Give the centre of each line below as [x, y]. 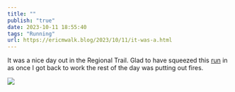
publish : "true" [31, 21]
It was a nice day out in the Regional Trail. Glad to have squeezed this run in [117, 60]
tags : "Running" [31, 34]
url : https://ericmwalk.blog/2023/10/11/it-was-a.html [90, 40]
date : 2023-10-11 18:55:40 [47, 27]
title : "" [22, 14]
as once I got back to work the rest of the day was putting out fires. [105, 68]
